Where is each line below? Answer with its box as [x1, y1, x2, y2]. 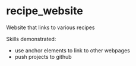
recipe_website [6, 4, 83, 18]
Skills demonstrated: [6, 35, 56, 42]
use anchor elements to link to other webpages [14, 46, 131, 54]
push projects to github [14, 53, 72, 60]
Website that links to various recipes [6, 24, 95, 31]
